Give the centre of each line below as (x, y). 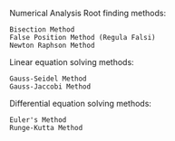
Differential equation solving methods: (81, 103)
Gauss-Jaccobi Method (50, 87)
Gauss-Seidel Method (49, 79)
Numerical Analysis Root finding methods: (87, 13)
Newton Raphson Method (52, 45)
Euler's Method (38, 120)
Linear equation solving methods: (72, 62)
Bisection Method (42, 30)
